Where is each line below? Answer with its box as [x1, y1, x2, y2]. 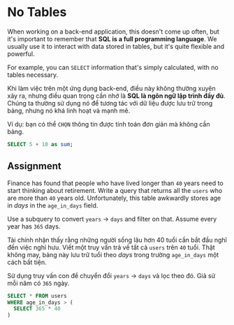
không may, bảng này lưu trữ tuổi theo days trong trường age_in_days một [7, 250, 219, 259]
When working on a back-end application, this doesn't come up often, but [7, 27, 220, 36]
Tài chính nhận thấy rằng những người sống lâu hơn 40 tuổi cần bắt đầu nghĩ [7, 236, 227, 244]
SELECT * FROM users [7, 292, 68, 299]
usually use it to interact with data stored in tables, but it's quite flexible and [7, 42, 225, 50]
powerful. [7, 50, 35, 58]
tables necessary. [7, 71, 58, 79]
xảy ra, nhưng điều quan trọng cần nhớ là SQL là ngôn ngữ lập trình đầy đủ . [7, 92, 226, 100]
